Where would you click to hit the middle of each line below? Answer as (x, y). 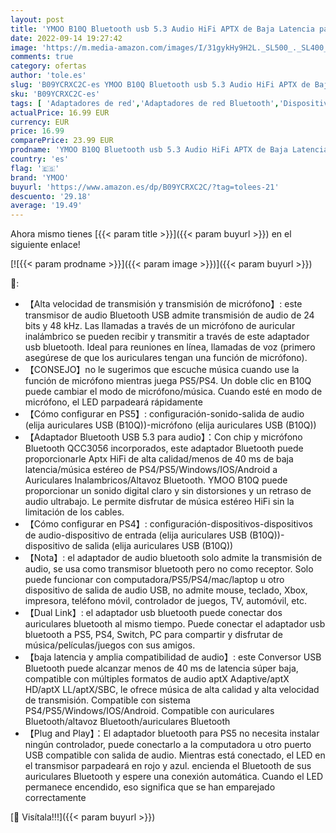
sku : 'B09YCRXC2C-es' (55, 94)
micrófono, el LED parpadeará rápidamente (113, 402)
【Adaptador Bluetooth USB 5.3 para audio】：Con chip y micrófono (163, 437)
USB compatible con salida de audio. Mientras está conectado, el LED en (175, 755)
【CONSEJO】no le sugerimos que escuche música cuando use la (162, 370)
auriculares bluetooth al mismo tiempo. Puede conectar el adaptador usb (175, 624)
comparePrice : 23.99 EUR (62, 141)
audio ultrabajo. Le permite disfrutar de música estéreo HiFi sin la (159, 502)
